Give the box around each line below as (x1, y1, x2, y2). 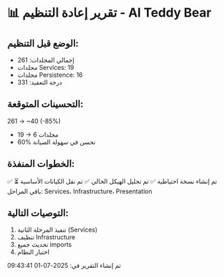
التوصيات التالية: (7, 207, 69, 219)
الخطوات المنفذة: (7, 158, 75, 170)
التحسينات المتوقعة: (7, 98, 83, 110)
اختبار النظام (17, 248, 50, 256)
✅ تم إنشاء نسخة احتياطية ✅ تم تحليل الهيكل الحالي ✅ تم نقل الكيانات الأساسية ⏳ (7, 177, 218, 185)
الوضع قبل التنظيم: (7, 37, 79, 49)
